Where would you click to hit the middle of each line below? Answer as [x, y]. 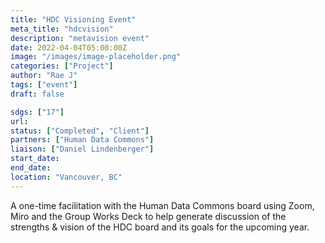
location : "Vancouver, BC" [66, 177]
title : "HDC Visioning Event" [73, 19]
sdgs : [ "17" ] [37, 112]
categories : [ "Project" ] [62, 66]
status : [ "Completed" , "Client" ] [80, 131]
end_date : [31, 168]
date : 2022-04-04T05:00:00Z [69, 47]
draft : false [37, 94]
